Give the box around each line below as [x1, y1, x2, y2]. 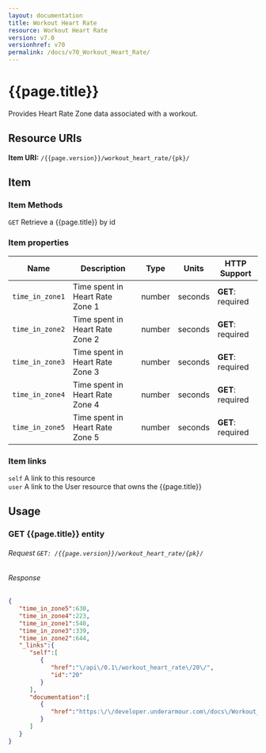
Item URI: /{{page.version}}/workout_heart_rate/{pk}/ [8, 152, 190, 162]
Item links [8, 455, 47, 466]
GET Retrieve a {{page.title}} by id [8, 217, 116, 227]
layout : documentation [8, 11, 83, 20]
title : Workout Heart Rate [8, 19, 97, 27]
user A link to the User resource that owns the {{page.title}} [8, 482, 202, 491]
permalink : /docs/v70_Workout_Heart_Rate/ [8, 48, 150, 56]
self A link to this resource [8, 473, 96, 484]
